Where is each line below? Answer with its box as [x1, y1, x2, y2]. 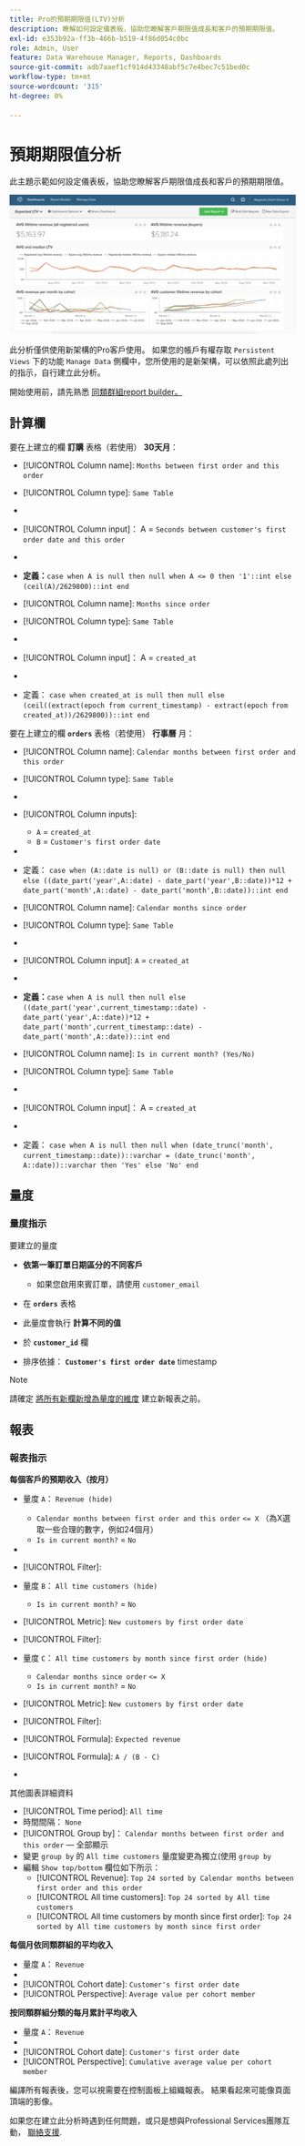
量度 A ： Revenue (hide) [22, 1493, 114, 1504]
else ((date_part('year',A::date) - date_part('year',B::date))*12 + [22, 876, 293, 885]
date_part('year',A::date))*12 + [22, 1012, 150, 1022]
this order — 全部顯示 [22, 1839, 109, 1850]
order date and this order [22, 535, 126, 544]
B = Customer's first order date [36, 836, 161, 847]
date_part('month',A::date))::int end [22, 1032, 170, 1042]
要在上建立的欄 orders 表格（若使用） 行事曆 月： [9, 727, 195, 738]
